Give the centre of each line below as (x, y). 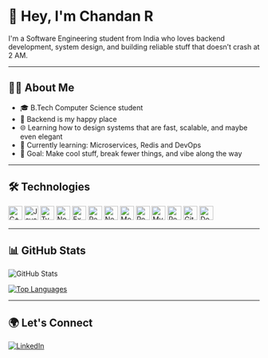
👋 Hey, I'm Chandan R (81, 16)
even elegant (41, 136)
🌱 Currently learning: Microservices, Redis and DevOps (110, 145)
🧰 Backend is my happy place (68, 119)
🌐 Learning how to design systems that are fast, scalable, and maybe (134, 128)
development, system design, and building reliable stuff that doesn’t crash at (134, 46)
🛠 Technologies (49, 187)
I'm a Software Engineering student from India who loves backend (117, 38)
